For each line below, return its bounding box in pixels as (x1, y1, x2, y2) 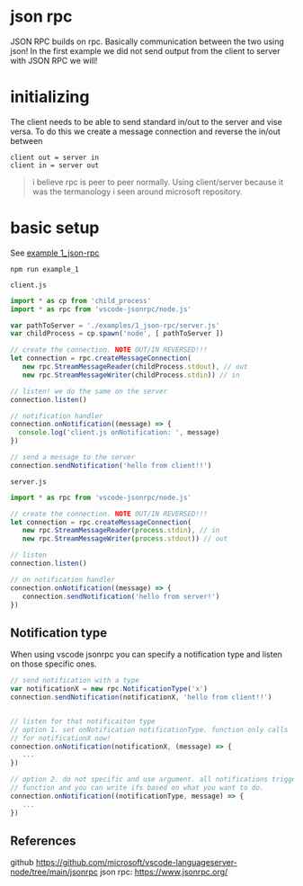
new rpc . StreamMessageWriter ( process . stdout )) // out (22, 534, 228, 543)
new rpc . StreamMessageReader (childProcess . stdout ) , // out (22, 362, 248, 371)
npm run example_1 (10, 264, 79, 273)
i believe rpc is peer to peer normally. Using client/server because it (31, 176, 284, 187)
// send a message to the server (10, 452, 136, 462)
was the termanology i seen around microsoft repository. (31, 186, 243, 197)
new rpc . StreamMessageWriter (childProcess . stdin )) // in (22, 371, 241, 380)
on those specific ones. (10, 658, 97, 669)
